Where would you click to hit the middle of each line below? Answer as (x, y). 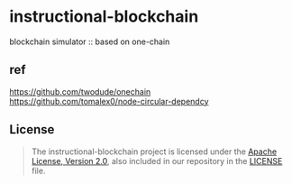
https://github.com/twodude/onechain (80, 91)
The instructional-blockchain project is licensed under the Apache (154, 152)
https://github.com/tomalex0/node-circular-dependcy (109, 101)
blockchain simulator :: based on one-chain (90, 41)
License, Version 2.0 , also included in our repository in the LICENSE (157, 161)
